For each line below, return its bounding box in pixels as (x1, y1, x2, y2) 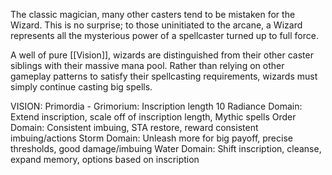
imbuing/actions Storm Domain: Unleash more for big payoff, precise (10, 132, 293, 144)
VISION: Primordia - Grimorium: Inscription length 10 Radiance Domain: (10, 100, 303, 112)
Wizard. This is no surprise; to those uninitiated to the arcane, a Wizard (10, 19, 303, 31)
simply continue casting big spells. (10, 81, 153, 93)
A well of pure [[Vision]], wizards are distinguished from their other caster (10, 49, 314, 61)
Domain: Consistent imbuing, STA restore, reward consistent (10, 122, 259, 133)
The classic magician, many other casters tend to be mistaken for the (10, 9, 296, 20)
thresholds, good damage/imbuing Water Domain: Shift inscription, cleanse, (10, 143, 322, 154)
